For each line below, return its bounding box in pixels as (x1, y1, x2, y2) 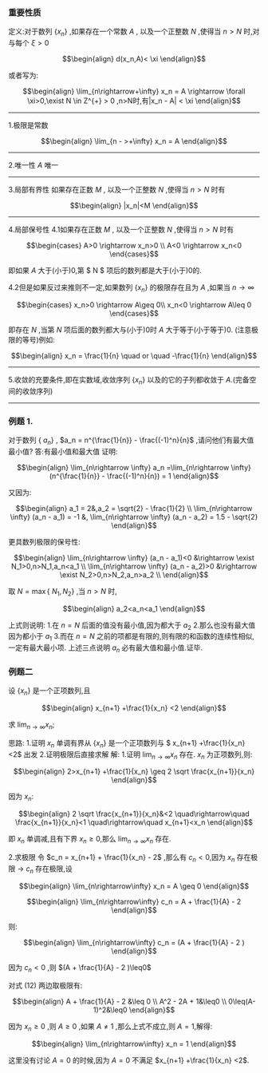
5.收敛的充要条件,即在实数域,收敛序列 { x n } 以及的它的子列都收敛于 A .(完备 (8, 374, 250, 386)
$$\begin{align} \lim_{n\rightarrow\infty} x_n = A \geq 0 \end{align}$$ (18, 881, 250, 891)
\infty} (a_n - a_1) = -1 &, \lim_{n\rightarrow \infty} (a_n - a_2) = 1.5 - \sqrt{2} (10, 512, 258, 521)
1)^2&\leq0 (93, 1005, 128, 1015)
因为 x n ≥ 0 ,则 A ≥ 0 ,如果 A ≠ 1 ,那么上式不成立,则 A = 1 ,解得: (8, 1022, 213, 1033)
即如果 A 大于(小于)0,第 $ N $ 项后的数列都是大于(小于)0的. (8, 266, 202, 275)
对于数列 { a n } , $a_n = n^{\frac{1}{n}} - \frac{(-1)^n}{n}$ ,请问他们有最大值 (8, 435, 254, 446)
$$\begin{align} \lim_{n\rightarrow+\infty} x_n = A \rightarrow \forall (22, 86, 246, 97)
